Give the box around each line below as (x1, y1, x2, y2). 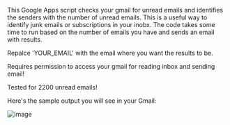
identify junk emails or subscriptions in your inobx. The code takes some (7, 21, 215, 28)
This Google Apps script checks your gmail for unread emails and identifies (7, 6, 224, 14)
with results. (7, 35, 43, 44)
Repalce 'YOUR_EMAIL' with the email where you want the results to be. (7, 49, 214, 57)
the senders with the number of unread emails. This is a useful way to (7, 13, 208, 22)
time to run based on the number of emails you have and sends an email (7, 28, 215, 36)
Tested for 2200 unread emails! (7, 83, 98, 91)
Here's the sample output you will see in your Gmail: (7, 97, 157, 105)
